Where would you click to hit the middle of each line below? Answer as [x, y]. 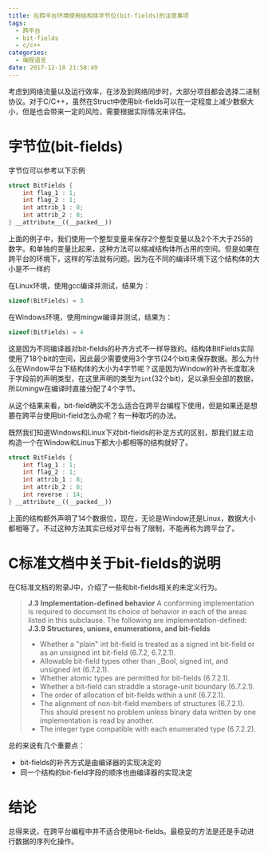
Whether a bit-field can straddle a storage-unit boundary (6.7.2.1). [147, 686]
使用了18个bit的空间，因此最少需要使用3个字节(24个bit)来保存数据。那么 [127, 358]
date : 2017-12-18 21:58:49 [53, 68]
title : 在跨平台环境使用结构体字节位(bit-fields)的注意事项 [99, 16]
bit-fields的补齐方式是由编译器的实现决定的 [91, 762]
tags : [17, 23]
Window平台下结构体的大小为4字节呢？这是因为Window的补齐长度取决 [138, 368]
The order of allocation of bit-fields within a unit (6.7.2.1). [132, 695]
